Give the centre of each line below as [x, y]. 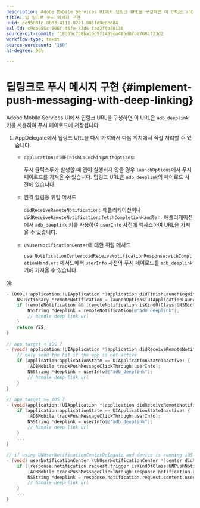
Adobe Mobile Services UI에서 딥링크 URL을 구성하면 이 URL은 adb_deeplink [98, 118]
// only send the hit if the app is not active [77, 355]
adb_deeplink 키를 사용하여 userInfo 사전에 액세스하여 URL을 [107, 224]
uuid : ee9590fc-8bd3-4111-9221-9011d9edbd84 [62, 23]
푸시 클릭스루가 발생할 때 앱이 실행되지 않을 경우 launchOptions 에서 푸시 [108, 169]
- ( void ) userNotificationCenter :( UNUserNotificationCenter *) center [94, 460]
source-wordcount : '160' [37, 45]
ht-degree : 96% [25, 51]
